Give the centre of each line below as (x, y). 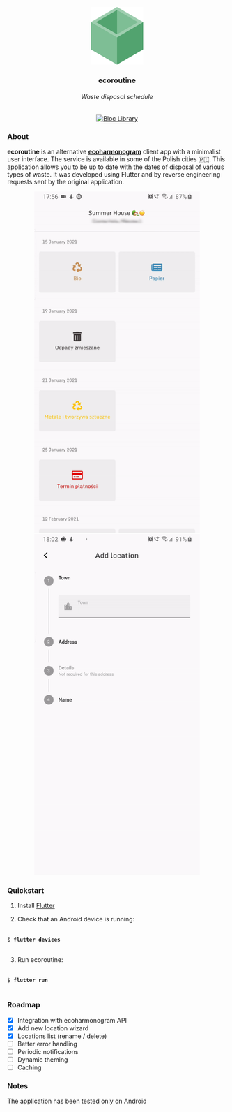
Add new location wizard (53, 1028)
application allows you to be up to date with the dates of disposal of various (116, 167)
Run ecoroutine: (40, 960)
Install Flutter (36, 906)
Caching (29, 1067)
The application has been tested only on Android (77, 1101)
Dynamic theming (42, 1059)
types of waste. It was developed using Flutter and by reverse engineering (114, 175)
